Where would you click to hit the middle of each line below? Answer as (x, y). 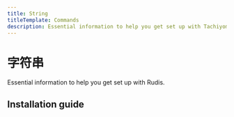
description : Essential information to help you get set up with (104, 26)
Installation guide (46, 104)
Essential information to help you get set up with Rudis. (86, 82)
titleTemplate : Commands (43, 20)
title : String (28, 13)
